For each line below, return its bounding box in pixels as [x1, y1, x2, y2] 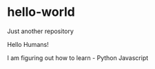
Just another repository [7, 27, 74, 35]
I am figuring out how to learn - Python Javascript [7, 53, 149, 62]
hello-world [7, 4, 76, 20]
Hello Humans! [7, 40, 50, 48]
